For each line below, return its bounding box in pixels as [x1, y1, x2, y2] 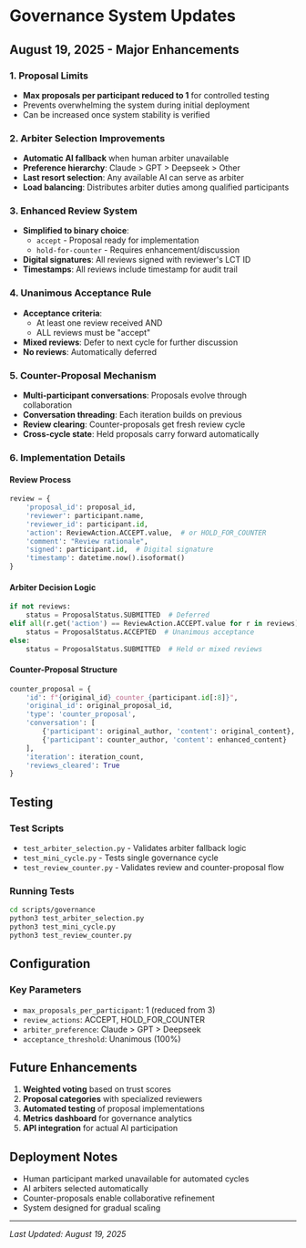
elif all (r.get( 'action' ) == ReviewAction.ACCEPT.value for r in [9, 619, 262, 629]
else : [9, 636, 30, 645]
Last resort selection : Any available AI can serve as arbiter [22, 172, 244, 183]
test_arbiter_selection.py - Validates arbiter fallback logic [22, 843, 247, 854]
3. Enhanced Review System [9, 204, 138, 217]
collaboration [22, 400, 73, 411]
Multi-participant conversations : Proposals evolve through [22, 390, 248, 401]
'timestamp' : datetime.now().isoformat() [25, 554, 185, 563]
